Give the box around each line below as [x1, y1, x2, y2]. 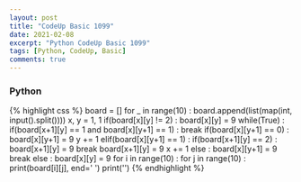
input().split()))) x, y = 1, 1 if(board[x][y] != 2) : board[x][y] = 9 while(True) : [9, 114, 285, 126]
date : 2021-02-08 [9, 30, 75, 39]
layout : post [9, 13, 58, 23]
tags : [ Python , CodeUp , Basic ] [9, 47, 127, 56]
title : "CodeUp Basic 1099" [9, 22, 115, 31]
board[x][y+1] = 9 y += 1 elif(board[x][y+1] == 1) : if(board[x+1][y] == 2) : [9, 134, 278, 145]
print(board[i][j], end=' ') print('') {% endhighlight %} [9, 163, 205, 174]
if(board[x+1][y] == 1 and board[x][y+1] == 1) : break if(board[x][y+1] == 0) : [9, 124, 289, 135]
